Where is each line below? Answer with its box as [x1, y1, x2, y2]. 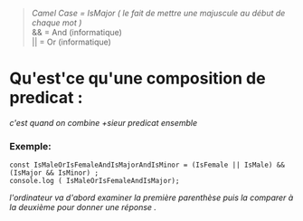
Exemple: [9, 139, 52, 152]
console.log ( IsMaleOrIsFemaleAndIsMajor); [9, 177, 180, 186]
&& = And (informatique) [31, 27, 122, 37]
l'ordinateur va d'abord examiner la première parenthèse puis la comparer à [9, 192, 294, 203]
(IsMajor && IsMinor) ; [9, 168, 99, 178]
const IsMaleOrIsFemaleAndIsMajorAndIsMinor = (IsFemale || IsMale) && [9, 160, 285, 170]
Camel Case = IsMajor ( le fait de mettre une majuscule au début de [31, 8, 286, 18]
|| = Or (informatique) [31, 36, 111, 47]
